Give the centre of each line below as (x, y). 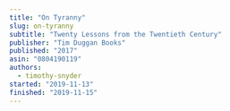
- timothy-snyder (50, 76)
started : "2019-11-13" (51, 84)
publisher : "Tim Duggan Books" (68, 43)
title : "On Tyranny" (48, 17)
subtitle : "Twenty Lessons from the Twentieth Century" (115, 34)
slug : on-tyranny (42, 26)
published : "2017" (43, 51)
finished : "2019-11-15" (54, 92)
